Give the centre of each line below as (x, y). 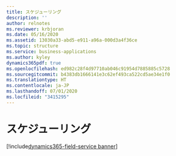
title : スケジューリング (34, 12)
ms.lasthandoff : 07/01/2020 (42, 91)
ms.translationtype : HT (37, 80)
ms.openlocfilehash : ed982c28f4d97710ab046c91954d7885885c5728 (88, 69)
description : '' (27, 18)
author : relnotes (28, 23)
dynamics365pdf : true (34, 63)
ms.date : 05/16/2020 (33, 35)
